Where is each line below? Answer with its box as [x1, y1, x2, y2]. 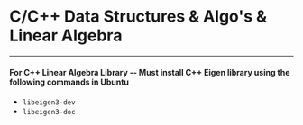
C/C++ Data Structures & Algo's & [9, 6, 268, 27]
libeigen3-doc [22, 108, 76, 117]
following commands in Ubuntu [9, 76, 129, 87]
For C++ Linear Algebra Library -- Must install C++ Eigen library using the [9, 67, 290, 77]
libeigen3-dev [22, 98, 76, 107]
